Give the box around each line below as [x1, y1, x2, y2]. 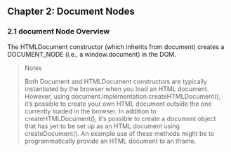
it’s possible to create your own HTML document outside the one [24, 99, 212, 108]
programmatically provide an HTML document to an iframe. [24, 137, 197, 145]
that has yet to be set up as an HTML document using [24, 122, 180, 130]
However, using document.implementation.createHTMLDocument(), [24, 92, 221, 100]
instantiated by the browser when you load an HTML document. [24, 84, 209, 93]
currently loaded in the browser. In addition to [24, 106, 157, 115]
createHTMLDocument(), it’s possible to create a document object [24, 114, 216, 123]
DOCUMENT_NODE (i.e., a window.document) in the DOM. [7, 50, 177, 58]
